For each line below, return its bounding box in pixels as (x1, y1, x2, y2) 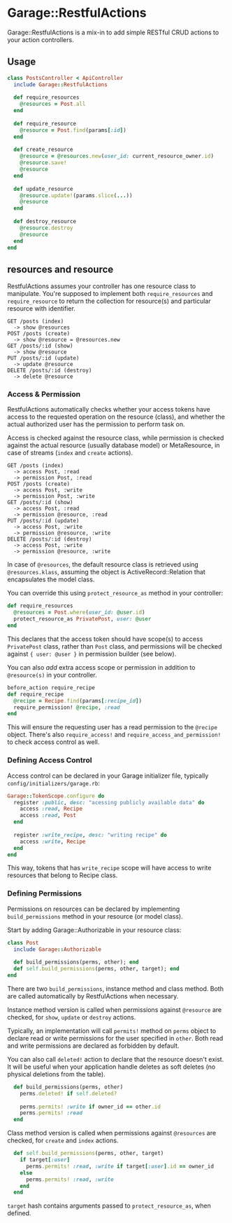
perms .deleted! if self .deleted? (20, 1090, 117, 1097)
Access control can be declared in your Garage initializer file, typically (7, 771, 209, 780)
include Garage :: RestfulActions (13, 81, 108, 88)
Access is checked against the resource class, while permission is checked (7, 433, 224, 442)
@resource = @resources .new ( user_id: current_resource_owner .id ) (20, 153, 215, 160)
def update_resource (13, 185, 73, 192)
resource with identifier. (7, 304, 75, 313)
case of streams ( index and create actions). (7, 449, 133, 457)
